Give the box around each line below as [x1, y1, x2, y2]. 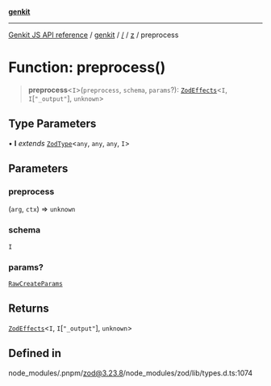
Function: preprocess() [8, 58, 166, 77]
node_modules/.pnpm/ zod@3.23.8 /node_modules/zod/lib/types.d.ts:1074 [8, 367, 253, 378]
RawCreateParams [8, 280, 63, 288]
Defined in [8, 346, 62, 360]
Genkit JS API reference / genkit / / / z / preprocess [8, 30, 179, 40]
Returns [8, 302, 50, 316]
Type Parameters [8, 117, 97, 131]
